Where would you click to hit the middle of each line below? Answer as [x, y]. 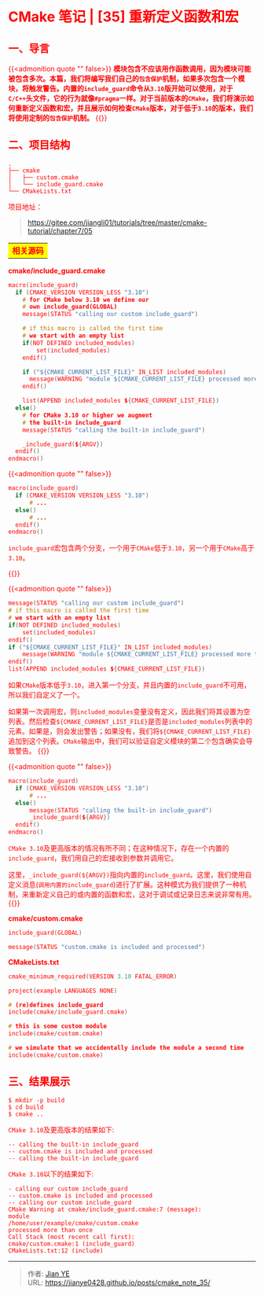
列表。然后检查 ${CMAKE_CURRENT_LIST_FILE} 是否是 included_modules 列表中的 [130, 722]
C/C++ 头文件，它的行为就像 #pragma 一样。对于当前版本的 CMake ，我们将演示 [128, 98]
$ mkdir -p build [37, 1100]
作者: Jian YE [49, 1273]
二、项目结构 [39, 145]
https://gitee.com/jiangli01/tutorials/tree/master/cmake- [117, 223]
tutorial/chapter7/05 [60, 230]
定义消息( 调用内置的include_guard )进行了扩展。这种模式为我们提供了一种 [124, 885]
